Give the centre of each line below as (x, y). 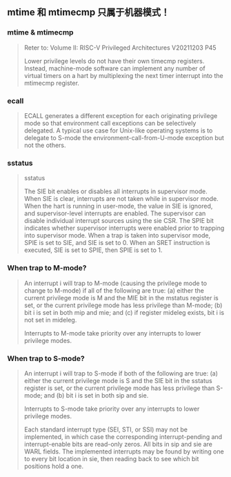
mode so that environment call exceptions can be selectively (110, 123)
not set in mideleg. (50, 320)
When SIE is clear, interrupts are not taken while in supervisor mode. (121, 199)
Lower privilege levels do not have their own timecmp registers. (114, 61)
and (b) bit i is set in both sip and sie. (96, 395)
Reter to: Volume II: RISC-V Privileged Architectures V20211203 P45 (120, 48)
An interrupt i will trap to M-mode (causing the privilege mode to (115, 283)
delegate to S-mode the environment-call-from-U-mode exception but (124, 137)
